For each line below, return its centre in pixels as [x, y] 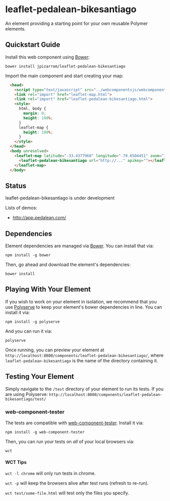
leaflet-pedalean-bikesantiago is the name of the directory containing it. [82, 360]
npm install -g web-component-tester [45, 432]
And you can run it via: [29, 331]
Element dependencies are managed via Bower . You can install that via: [80, 246]
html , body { [32, 109]
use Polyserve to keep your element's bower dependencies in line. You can [84, 307]
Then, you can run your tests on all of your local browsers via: [70, 441]
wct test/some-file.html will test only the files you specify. [67, 493]
